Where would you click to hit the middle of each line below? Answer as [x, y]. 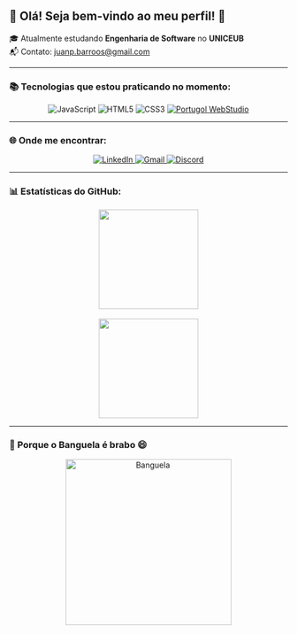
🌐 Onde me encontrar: [58, 141]
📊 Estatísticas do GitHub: [65, 191]
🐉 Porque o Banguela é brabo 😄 [78, 445]
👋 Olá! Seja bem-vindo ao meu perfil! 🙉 [118, 16]
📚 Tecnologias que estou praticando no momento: [120, 87]
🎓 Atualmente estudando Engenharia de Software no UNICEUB [127, 38]
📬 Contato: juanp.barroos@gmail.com [80, 51]
